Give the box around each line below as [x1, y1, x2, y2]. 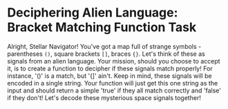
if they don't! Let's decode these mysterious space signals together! [7, 93, 202, 101]
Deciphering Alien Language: [7, 5, 178, 21]
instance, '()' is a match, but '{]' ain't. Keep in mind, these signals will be [7, 71, 212, 80]
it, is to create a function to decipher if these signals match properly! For [7, 64, 213, 72]
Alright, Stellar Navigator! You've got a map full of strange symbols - [7, 42, 202, 50]
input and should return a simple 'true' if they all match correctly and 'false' [7, 86, 221, 95]
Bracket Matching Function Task [7, 19, 197, 35]
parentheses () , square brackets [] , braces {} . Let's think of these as [7, 50, 205, 58]
